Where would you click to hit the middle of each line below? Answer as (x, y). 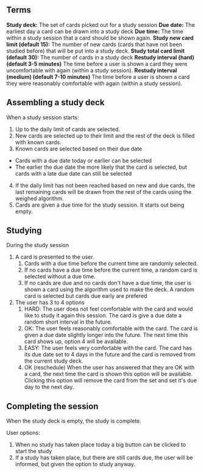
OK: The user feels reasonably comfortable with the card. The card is (111, 328)
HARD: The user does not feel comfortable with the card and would (108, 309)
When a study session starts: (43, 117)
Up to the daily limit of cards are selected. (68, 129)
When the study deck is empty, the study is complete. (74, 421)
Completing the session (52, 406)
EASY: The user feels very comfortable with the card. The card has (108, 348)
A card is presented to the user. (55, 257)
